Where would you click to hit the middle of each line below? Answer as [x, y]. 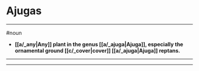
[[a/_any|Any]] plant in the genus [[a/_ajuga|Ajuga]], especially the [99, 44]
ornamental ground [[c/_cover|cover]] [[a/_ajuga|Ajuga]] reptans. [97, 50]
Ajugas [24, 11]
